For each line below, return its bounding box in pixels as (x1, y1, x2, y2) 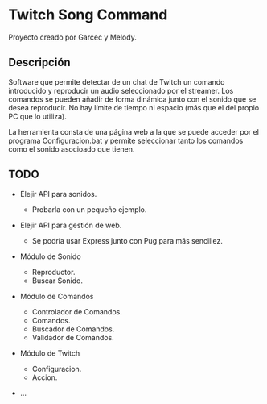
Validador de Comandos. (31, 332, 114, 342)
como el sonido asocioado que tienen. (8, 144, 135, 154)
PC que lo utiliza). (8, 111, 67, 121)
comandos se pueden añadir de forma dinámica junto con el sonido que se (8, 94, 257, 104)
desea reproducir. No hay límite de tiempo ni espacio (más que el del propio (8, 102, 260, 112)
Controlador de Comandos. (31, 306, 123, 316)
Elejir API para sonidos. (19, 189, 97, 198)
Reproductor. (31, 267, 76, 277)
